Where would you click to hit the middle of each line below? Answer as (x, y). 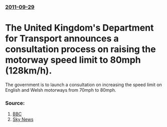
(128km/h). (29, 71)
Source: (15, 103)
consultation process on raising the (81, 49)
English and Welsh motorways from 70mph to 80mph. (61, 90)
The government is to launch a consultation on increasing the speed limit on (83, 85)
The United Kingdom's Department (79, 28)
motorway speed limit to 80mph (73, 60)
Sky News (23, 119)
